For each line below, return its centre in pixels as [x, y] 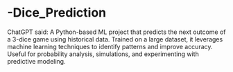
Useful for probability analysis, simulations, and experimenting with [103, 54]
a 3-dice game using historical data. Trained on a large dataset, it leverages [115, 39]
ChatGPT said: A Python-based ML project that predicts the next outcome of [116, 32]
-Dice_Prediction [57, 13]
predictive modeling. [36, 61]
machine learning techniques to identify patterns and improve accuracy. [110, 46]
